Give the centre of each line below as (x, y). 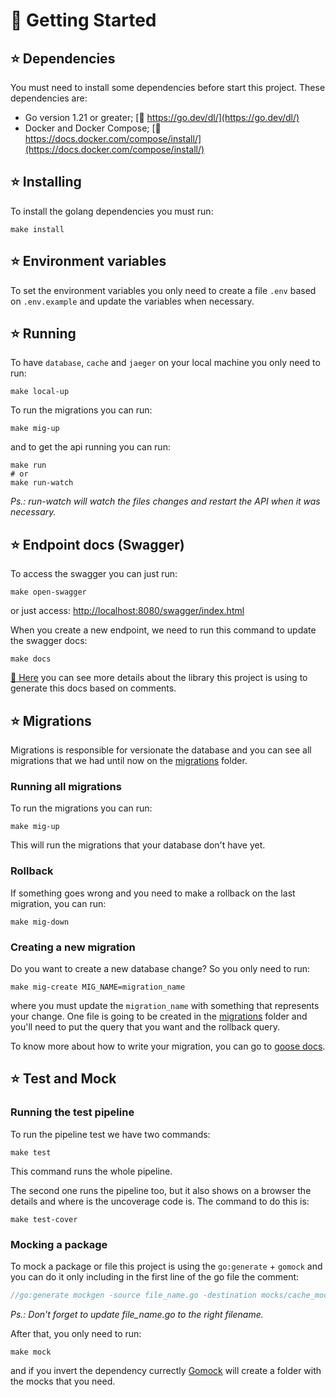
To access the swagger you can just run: (94, 574)
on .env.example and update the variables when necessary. (132, 301)
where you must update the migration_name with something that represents (165, 1005)
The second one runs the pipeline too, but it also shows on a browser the (161, 1190)
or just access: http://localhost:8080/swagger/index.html (127, 611)
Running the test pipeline (72, 1112)
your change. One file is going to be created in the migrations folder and (159, 1016)
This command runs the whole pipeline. (91, 1171)
